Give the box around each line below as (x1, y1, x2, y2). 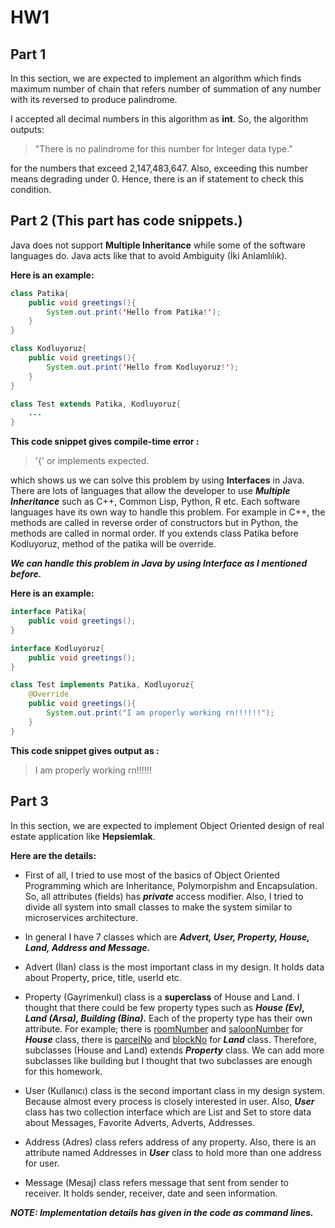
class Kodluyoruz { (10, 344, 87, 354)
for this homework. (24, 1065, 103, 1077)
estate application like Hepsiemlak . (10, 830, 156, 842)
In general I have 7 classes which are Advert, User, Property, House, (24, 931, 310, 943)
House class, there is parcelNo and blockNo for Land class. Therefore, (24, 1033, 317, 1045)
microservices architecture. (24, 911, 138, 923)
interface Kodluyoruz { (10, 643, 105, 653)
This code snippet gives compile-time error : (10, 436, 200, 448)
